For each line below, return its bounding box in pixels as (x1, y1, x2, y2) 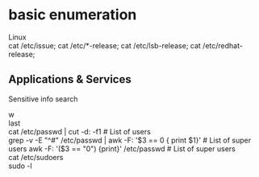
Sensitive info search (8, 94, 78, 104)
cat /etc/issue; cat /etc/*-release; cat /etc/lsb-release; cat (8, 40, 202, 50)
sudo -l (8, 161, 32, 171)
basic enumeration (8, 6, 137, 24)
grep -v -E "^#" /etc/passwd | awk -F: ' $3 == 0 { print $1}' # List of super (8, 135, 252, 145)
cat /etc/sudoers (8, 152, 64, 162)
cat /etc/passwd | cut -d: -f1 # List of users (8, 126, 151, 136)
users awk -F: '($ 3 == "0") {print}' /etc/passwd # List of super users (8, 143, 236, 154)
